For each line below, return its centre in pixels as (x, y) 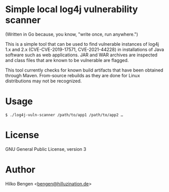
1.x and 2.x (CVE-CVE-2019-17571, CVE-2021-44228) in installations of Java (85, 49)
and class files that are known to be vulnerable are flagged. (67, 60)
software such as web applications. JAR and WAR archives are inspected (81, 55)
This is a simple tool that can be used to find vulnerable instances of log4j (82, 44)
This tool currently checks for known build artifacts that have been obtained (84, 70)
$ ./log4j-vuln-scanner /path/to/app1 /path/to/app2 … (64, 115)
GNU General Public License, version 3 (46, 149)
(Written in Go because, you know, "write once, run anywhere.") (72, 34)
